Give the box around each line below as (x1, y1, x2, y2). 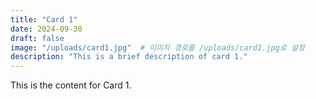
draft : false (10, 33, 65, 43)
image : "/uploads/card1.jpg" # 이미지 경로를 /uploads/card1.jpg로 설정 (10, 42, 305, 53)
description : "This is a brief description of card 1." (10, 52, 248, 62)
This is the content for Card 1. (10, 79, 132, 91)
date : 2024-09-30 (10, 24, 83, 34)
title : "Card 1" (10, 14, 78, 25)
